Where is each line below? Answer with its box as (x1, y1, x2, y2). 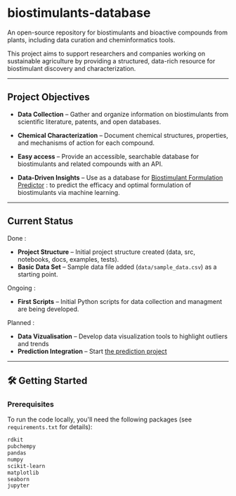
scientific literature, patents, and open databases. (17, 117, 162, 126)
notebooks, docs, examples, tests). (17, 255, 119, 263)
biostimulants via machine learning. (17, 188, 121, 196)
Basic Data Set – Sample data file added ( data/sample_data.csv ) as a (17, 262, 217, 271)
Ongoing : (7, 284, 37, 292)
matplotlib (7, 469, 39, 476)
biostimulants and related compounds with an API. (17, 160, 163, 168)
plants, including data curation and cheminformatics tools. (7, 35, 176, 44)
